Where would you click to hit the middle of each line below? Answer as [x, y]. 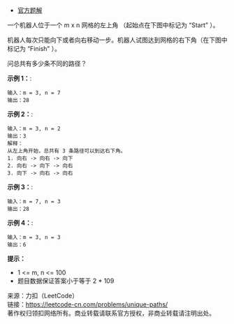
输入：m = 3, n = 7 [34, 93]
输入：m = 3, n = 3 [34, 237]
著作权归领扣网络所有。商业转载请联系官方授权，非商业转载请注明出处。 [111, 313]
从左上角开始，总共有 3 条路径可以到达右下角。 [67, 151]
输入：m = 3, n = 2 [34, 128]
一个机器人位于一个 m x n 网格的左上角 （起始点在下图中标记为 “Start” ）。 [113, 25]
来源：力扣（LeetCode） [43, 296]
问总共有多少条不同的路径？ [47, 64]
